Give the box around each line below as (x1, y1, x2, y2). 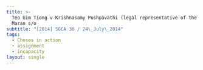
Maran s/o (12, 20, 36, 26)
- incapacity (12, 49, 45, 55)
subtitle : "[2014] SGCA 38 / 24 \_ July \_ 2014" (6, 26, 123, 32)
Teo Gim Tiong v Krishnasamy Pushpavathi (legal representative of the (12, 15, 198, 21)
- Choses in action (12, 37, 61, 43)
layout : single (6, 54, 45, 60)
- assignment (12, 43, 45, 49)
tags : (6, 32, 20, 38)
